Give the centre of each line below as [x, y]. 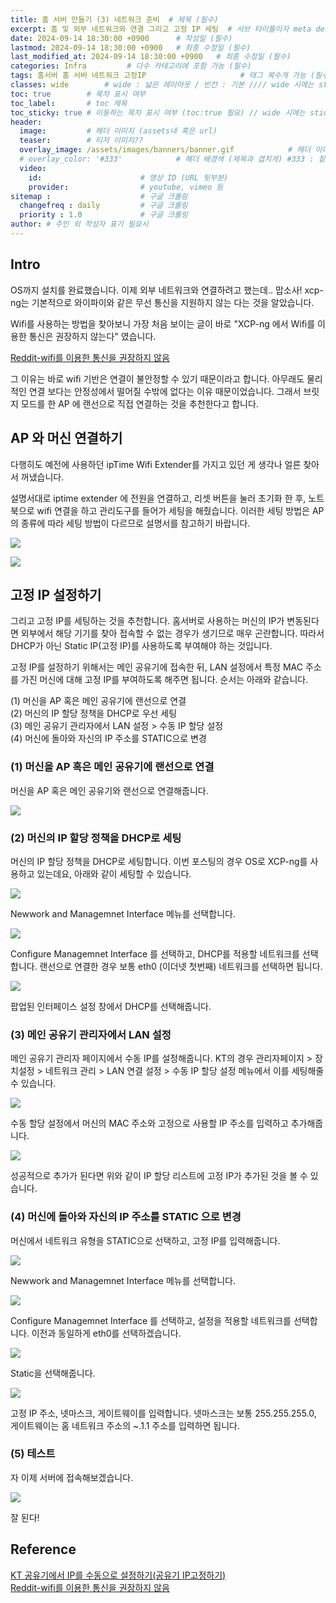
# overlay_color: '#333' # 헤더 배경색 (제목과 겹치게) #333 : [167, 159]
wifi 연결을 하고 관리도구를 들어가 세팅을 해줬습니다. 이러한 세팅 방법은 [173, 510]
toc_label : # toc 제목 [69, 103]
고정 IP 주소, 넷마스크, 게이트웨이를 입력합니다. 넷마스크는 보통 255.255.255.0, [163, 1413]
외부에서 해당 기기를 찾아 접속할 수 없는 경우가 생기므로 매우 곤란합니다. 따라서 [172, 633]
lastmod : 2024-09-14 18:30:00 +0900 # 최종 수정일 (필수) [131, 47]
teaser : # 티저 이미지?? [81, 141]
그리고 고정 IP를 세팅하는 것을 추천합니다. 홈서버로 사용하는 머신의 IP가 [147, 621]
